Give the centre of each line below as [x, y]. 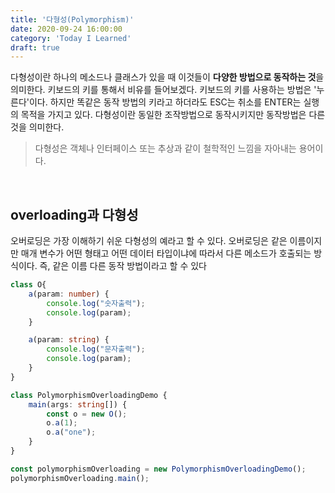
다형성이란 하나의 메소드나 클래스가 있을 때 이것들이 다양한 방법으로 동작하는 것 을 [167, 77]
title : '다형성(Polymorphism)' [72, 19]
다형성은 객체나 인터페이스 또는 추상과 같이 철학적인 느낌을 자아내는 [165, 148]
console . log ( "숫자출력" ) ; [96, 303]
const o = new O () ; [87, 414]
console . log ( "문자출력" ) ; [96, 349]
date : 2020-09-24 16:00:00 [66, 29]
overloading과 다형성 [74, 214]
